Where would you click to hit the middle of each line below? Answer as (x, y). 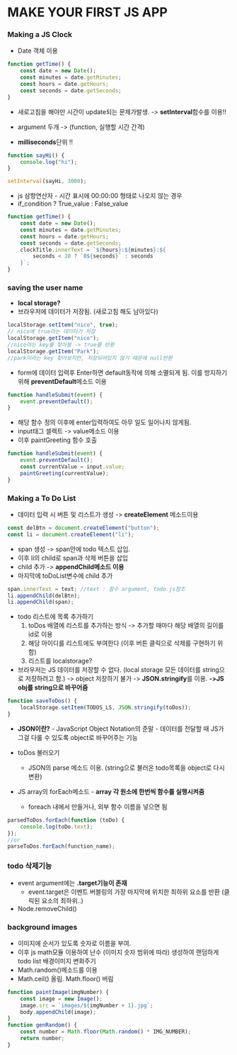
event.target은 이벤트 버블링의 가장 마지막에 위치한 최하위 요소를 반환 (124, 892)
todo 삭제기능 (30, 866)
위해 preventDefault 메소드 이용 (62, 381)
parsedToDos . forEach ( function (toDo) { (66, 820)
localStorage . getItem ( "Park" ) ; (53, 351)
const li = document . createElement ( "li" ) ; (71, 534)
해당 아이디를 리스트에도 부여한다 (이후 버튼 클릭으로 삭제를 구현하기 (122, 644)
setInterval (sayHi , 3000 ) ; (47, 182)
